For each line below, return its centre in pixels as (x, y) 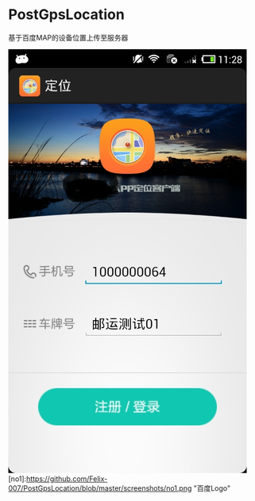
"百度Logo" (212, 488)
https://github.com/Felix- (67, 479)
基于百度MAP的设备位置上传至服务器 (68, 37)
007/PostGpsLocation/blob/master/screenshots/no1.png (100, 488)
